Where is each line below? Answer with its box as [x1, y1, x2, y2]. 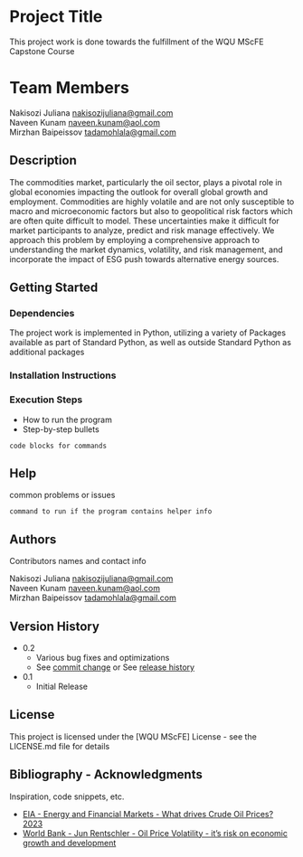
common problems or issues [9, 490, 116, 501]
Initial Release [35, 681, 89, 692]
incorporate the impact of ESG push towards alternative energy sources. [9, 253, 279, 264]
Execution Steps [9, 393, 83, 406]
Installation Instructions [9, 369, 117, 381]
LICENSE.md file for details [9, 740, 110, 751]
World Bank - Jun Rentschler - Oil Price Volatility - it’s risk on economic [22, 827, 288, 838]
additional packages [9, 346, 85, 358]
